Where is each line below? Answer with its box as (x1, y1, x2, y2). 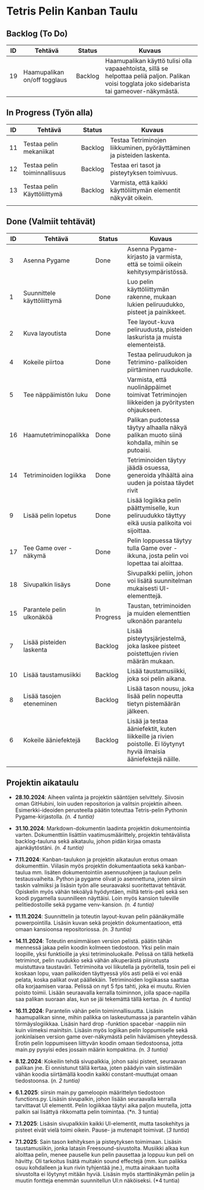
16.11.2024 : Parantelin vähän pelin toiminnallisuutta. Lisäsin (15, 1007, 164, 1015)
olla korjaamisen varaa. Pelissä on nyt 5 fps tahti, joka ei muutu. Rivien (15, 982, 191, 990)
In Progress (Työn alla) (6, 107, 93, 118)
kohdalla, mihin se (127, 438, 178, 447)
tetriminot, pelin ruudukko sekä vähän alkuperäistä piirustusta (15, 957, 169, 964)
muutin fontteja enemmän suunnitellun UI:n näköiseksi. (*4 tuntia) (15, 1177, 180, 1185)
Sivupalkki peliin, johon (127, 569, 193, 577)
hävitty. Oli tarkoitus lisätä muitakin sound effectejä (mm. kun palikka (15, 1158, 187, 1165)
